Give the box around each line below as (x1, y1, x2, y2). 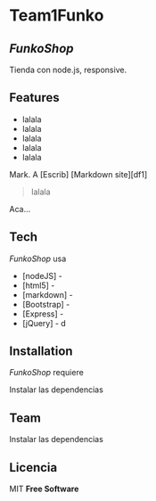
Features (9, 90, 60, 105)
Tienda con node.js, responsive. (9, 64, 127, 75)
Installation (9, 344, 73, 359)
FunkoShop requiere (9, 367, 85, 378)
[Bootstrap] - (21, 299, 70, 309)
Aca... (9, 203, 31, 214)
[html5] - (21, 280, 55, 291)
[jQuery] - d (21, 317, 67, 328)
